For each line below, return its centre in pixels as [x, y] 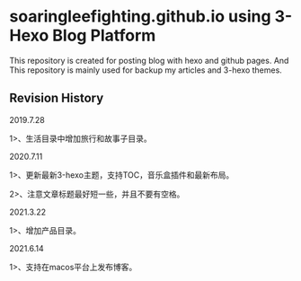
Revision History [57, 98]
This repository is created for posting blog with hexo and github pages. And [149, 60]
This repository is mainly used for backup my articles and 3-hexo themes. [146, 70]
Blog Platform [104, 35]
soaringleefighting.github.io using [140, 17]
